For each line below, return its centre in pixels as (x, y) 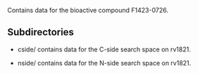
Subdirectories (41, 32)
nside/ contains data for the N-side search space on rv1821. (104, 63)
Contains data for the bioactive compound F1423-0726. (88, 10)
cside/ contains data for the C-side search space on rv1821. (104, 49)
